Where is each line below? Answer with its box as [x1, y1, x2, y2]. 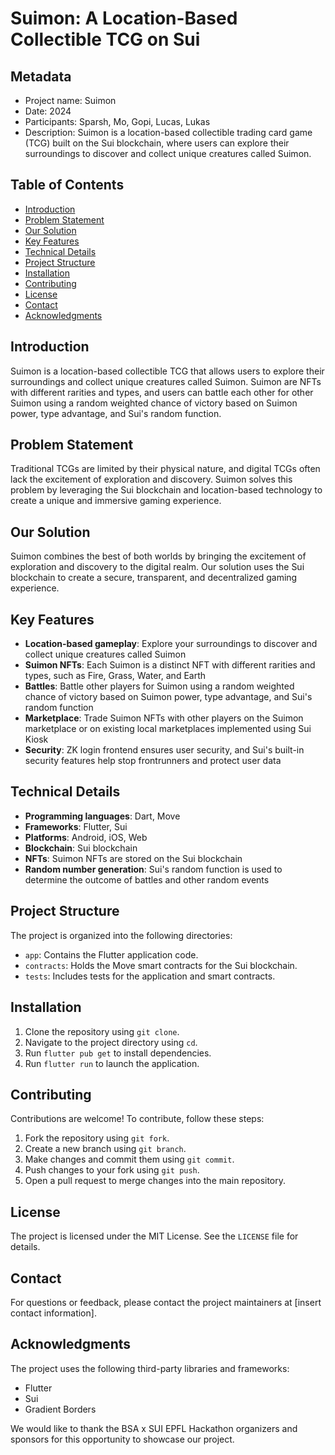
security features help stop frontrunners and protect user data [24, 755, 282, 767]
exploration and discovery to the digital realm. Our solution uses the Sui [10, 561, 305, 573]
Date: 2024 [24, 105, 72, 117]
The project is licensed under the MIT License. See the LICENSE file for [10, 1230, 299, 1242]
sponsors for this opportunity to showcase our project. [10, 1433, 235, 1445]
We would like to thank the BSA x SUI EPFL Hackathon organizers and [10, 1422, 298, 1434]
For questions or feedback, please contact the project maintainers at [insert [10, 1296, 322, 1308]
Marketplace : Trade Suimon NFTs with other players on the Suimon [24, 712, 304, 724]
